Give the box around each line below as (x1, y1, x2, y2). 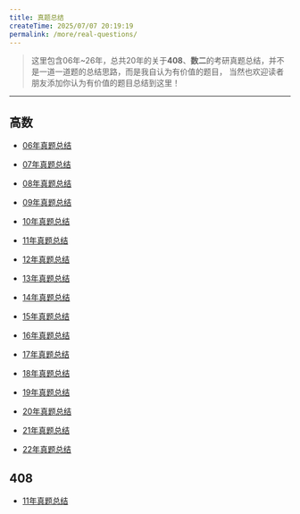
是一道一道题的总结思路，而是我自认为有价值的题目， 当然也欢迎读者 (30, 66, 284, 77)
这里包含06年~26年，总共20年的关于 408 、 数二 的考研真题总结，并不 (30, 55, 285, 66)
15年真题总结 (21, 311, 70, 322)
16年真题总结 (21, 330, 71, 341)
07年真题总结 (21, 159, 71, 170)
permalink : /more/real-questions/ (9, 29, 138, 38)
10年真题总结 (21, 216, 71, 227)
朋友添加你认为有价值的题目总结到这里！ (30, 78, 180, 88)
